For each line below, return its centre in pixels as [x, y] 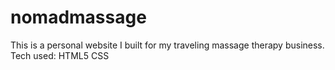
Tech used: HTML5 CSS [60, 55]
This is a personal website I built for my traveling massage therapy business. [167, 45]
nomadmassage [78, 17]
